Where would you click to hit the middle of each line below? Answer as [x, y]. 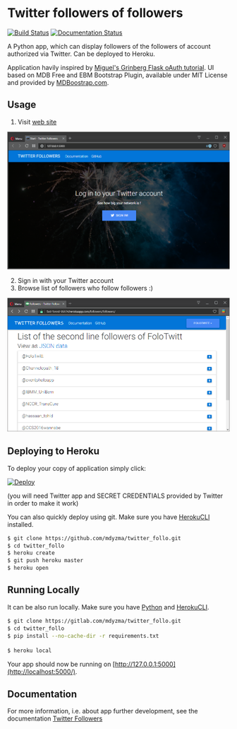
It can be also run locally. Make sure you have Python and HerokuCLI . [108, 607]
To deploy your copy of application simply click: [77, 468]
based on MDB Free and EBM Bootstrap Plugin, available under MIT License [117, 75]
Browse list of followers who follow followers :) [85, 288]
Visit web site [37, 122]
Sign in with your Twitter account [66, 280]
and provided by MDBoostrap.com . [58, 82]
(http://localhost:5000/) [42, 672]
